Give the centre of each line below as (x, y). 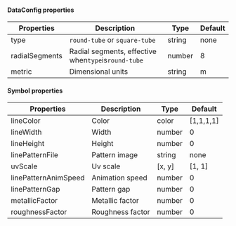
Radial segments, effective (113, 51)
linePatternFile (34, 155)
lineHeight (28, 144)
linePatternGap (35, 190)
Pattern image (115, 155)
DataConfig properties (41, 10)
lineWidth (26, 132)
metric (21, 72)
